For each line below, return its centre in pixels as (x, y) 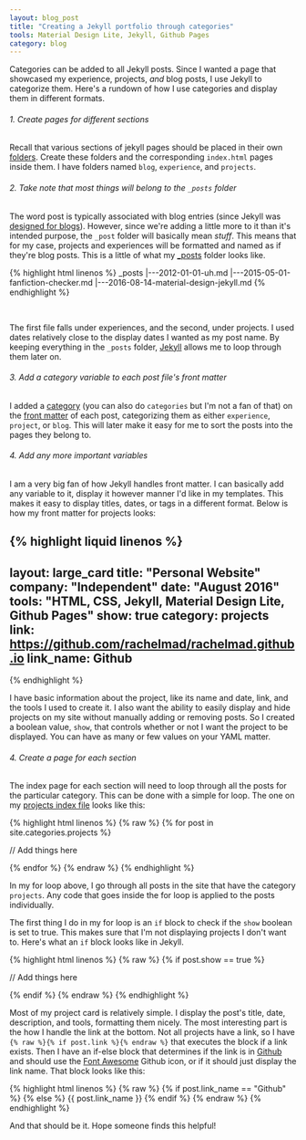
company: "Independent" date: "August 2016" (145, 586)
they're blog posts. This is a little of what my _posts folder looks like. (138, 255)
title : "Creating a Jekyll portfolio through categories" (122, 26)
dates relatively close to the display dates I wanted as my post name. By (144, 337)
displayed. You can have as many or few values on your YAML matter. (140, 737)
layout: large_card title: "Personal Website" (135, 573)
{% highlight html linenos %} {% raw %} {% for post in (112, 823)
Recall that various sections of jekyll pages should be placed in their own (146, 148)
